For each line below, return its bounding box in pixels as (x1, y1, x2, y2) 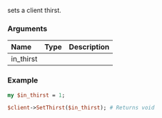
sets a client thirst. (7, 6, 62, 14)
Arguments (7, 23, 48, 33)
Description (69, 42, 110, 52)
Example (7, 75, 39, 85)
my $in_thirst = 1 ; (7, 92, 66, 99)
